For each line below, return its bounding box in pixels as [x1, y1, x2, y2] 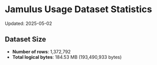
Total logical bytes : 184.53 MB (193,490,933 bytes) [12, 54, 122, 60]
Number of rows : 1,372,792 [12, 48, 71, 54]
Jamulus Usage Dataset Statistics [5, 4, 152, 15]
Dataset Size [5, 35, 46, 44]
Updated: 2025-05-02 [5, 20, 53, 26]
